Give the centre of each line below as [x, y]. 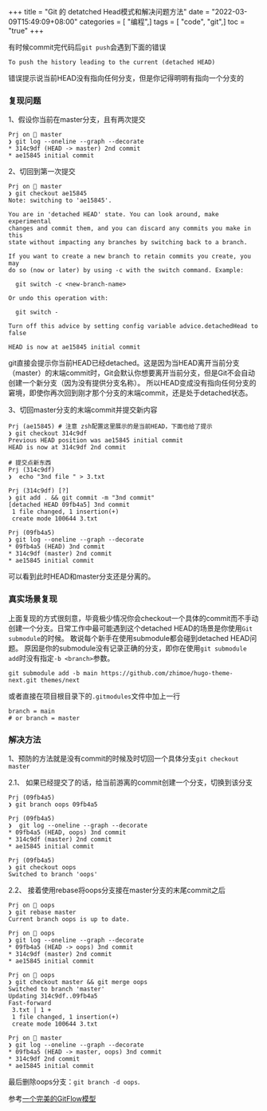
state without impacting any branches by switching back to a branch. [128, 243]
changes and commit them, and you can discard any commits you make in [130, 229]
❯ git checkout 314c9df [48, 433]
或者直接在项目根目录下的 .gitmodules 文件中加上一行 [94, 696]
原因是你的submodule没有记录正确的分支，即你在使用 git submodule [135, 648]
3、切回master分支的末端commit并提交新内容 [83, 410]
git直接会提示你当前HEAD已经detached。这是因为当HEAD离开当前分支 [124, 363]
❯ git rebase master [43, 912]
